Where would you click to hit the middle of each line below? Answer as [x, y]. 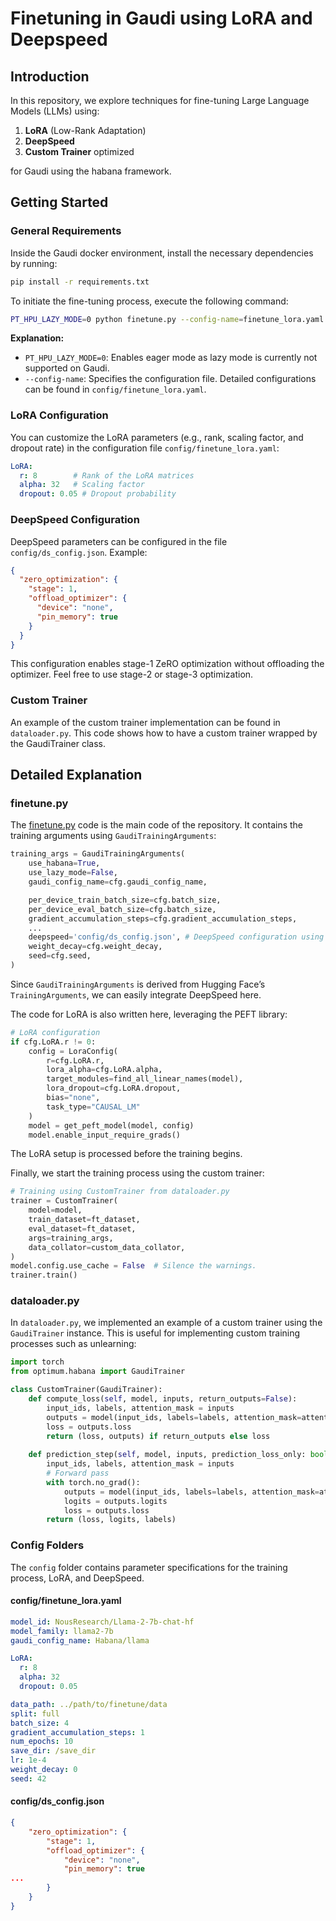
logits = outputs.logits [115, 1501]
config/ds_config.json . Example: [79, 552]
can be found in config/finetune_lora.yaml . [115, 389]
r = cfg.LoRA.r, [75, 1060]
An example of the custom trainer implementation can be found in [145, 722]
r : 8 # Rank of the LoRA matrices [107, 475]
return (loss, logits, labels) [111, 1520]
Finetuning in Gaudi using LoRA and [161, 18]
